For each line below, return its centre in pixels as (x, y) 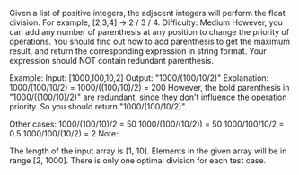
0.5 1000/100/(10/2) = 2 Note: (64, 133)
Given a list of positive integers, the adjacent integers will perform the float (147, 13)
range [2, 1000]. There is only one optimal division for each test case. (138, 160)
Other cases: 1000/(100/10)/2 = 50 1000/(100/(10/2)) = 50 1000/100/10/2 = (147, 124)
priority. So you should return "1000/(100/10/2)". (98, 106)
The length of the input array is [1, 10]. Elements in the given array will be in (148, 151)
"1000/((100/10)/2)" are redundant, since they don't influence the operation (148, 97)
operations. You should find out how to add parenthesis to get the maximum (149, 41)
